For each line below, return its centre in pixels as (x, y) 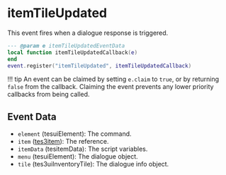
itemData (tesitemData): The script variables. (83, 149)
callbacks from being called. (49, 95)
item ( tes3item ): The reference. (63, 142)
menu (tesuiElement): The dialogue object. (78, 157)
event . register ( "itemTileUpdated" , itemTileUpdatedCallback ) (100, 65)
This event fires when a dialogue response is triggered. (88, 33)
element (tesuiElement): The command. (75, 134)
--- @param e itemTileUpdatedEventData (66, 46)
